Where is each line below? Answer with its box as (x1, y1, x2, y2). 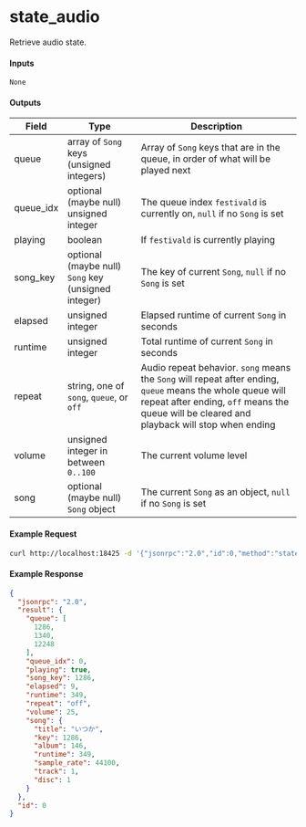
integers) (66, 170, 107, 183)
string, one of (66, 380, 125, 393)
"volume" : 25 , (25, 707, 79, 717)
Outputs (9, 97, 42, 108)
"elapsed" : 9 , (25, 682, 79, 691)
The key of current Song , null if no (140, 266, 287, 278)
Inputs (9, 58, 35, 68)
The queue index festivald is (140, 196, 267, 209)
